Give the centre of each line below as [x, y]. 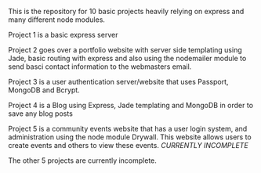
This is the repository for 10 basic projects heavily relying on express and [126, 11]
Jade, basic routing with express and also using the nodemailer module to [127, 58]
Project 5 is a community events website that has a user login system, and [128, 129]
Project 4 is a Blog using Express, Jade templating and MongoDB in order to [130, 105]
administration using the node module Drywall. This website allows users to [130, 137]
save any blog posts [40, 114]
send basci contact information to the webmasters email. [100, 67]
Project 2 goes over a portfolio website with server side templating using [125, 50]
